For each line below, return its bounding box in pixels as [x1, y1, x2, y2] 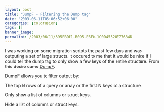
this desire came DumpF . [5, 63, 55, 69]
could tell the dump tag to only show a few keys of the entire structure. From [5, 58, 159, 64]
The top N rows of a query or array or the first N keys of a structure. [5, 82, 142, 88]
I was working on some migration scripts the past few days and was [5, 47, 142, 54]
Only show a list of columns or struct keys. [5, 91, 91, 98]
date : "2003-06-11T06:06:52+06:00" [5, 16, 78, 21]
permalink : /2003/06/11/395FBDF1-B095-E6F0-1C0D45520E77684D [5, 35, 133, 40]
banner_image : [5, 30, 34, 35]
